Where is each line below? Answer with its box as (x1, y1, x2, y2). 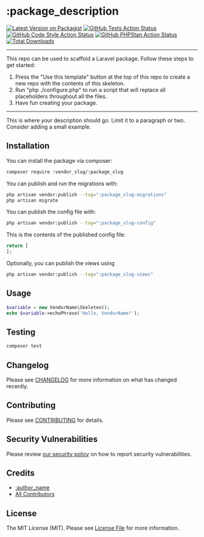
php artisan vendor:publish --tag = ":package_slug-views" (6, 271, 154, 277)
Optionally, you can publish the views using (6, 260, 115, 266)
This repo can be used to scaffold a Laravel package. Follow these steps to (6, 55, 194, 62)
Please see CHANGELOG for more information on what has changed (6, 376, 177, 383)
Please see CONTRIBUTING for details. (6, 416, 104, 424)
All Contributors (15, 491, 55, 498)
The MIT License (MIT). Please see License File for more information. (6, 524, 179, 532)
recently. (6, 382, 29, 389)
